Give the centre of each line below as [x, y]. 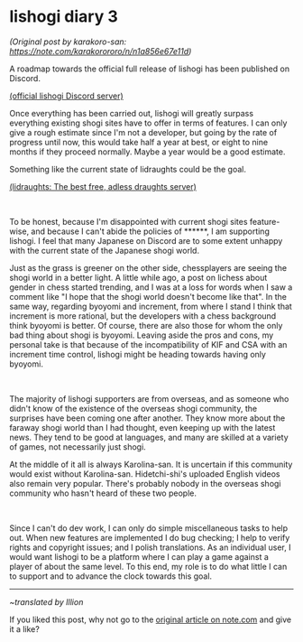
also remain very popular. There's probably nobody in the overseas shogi [145, 483]
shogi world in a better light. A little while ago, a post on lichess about [138, 277]
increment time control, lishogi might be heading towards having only [138, 354]
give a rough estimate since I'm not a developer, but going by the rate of [143, 132]
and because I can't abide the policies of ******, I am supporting [151, 231]
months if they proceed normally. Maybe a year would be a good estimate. [147, 152]
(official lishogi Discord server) [66, 96]
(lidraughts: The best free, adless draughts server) [103, 186]
